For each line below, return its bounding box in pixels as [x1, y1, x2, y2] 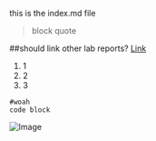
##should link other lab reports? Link [9, 43, 147, 54]
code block [9, 106, 51, 115]
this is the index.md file [9, 8, 96, 18]
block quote [31, 25, 77, 35]
